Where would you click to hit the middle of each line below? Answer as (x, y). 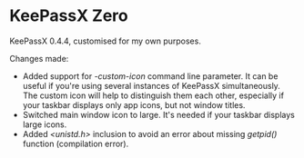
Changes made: (39, 58)
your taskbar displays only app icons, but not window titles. (134, 104)
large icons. (45, 124)
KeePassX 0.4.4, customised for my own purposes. (106, 41)
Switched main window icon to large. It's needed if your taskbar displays (159, 114)
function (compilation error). (76, 143)
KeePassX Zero (69, 16)
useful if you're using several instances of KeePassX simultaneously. (151, 85)
